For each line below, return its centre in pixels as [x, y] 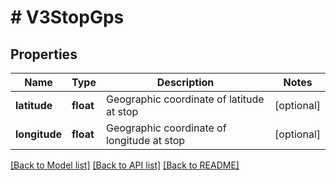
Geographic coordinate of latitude [185, 99]
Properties [44, 54]
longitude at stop [145, 140]
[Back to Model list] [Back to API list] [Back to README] [125, 165]
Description [185, 82]
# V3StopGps [67, 17]
